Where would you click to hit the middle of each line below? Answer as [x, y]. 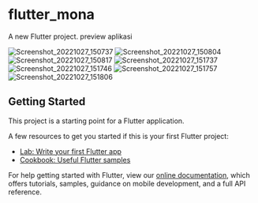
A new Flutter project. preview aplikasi [70, 36]
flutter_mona [51, 15]
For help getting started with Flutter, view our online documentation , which [129, 175]
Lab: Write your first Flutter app [71, 151]
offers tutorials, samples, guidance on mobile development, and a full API [127, 183]
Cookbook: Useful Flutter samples [75, 160]
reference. [25, 192]
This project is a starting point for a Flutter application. [96, 121]
